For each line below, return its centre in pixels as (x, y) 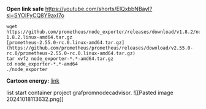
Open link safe (25, 9)
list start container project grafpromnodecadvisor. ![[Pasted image (90, 92)
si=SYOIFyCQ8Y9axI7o (35, 15)
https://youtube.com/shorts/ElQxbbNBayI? (99, 9)
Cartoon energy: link (33, 81)
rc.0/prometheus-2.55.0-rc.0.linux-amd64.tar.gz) (71, 53)
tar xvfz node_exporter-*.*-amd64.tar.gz (60, 59)
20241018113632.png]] (35, 99)
